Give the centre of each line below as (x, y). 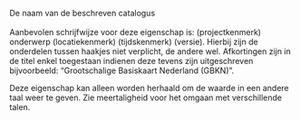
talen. (20, 107)
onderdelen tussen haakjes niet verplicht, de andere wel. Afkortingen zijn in (150, 51)
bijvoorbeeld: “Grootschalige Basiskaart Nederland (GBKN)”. (122, 70)
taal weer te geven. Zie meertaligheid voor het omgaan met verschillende (146, 97)
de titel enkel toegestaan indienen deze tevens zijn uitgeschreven (131, 61)
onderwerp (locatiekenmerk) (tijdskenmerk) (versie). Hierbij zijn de (134, 42)
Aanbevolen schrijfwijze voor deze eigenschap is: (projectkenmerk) (135, 32)
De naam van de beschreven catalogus (82, 13)
